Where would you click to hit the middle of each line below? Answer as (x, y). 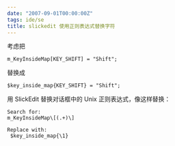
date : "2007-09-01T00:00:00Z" (50, 13)
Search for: (24, 112)
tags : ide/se (26, 20)
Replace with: (27, 130)
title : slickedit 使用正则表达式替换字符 (61, 26)
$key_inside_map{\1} (39, 136)
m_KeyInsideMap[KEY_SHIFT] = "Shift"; (62, 59)
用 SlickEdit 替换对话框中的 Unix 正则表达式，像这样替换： (89, 99)
